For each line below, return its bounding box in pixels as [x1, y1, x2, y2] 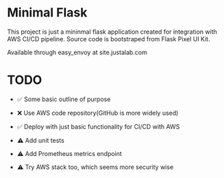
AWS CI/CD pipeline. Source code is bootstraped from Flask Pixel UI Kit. [7, 34, 210, 43]
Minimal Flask [7, 5, 88, 21]
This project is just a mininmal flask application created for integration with [7, 27, 217, 36]
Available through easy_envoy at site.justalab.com [7, 48, 147, 56]
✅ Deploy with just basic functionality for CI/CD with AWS [16, 122, 180, 131]
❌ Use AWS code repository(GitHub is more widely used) [16, 109, 179, 117]
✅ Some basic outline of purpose [16, 95, 111, 103]
